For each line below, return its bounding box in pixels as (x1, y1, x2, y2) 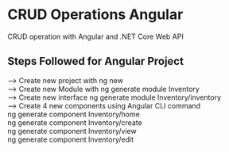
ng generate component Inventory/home (7, 109, 140, 119)
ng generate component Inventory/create (7, 117, 142, 127)
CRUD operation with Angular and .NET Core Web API (7, 32, 184, 41)
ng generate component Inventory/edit (7, 135, 134, 144)
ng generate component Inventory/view (7, 126, 137, 135)
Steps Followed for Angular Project (7, 55, 184, 68)
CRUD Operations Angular (7, 6, 184, 24)
